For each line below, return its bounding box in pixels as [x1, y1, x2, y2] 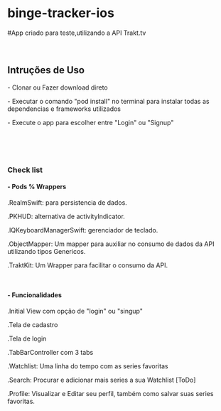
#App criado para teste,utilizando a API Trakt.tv [7, 28, 146, 37]
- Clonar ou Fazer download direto [7, 83, 108, 92]
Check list [7, 165, 43, 175]
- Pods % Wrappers [7, 183, 67, 191]
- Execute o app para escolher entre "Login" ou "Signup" [7, 118, 174, 127]
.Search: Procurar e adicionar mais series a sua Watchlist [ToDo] [7, 375, 196, 385]
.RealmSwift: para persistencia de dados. [7, 198, 128, 207]
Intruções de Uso [7, 64, 85, 76]
